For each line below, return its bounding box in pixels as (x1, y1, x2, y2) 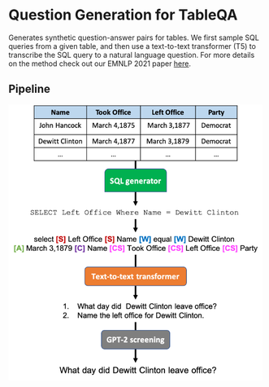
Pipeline (8, 82, 51, 96)
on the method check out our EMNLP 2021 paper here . (8, 59, 192, 68)
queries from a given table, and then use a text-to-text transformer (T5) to (8, 41, 256, 51)
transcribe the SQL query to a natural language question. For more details (8, 50, 255, 59)
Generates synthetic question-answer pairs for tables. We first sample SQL (8, 33, 260, 42)
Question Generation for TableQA (8, 6, 238, 24)
